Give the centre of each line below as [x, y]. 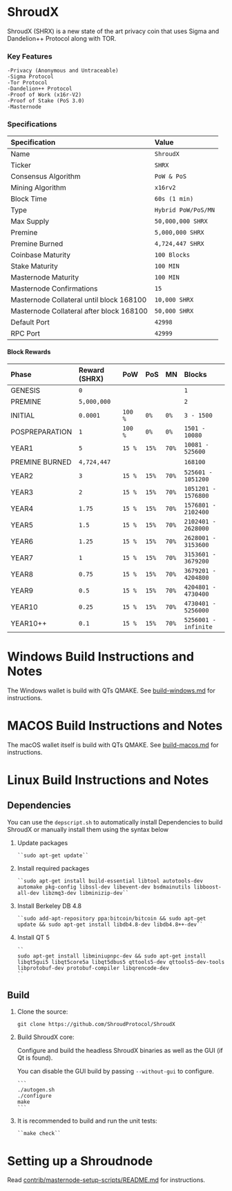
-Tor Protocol [28, 83]
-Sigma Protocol [30, 77]
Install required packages [53, 868]
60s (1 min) [174, 198]
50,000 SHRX [174, 311]
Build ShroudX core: [46, 1037]
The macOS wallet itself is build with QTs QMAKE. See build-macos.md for [113, 745]
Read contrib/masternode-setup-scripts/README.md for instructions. [106, 1180]
